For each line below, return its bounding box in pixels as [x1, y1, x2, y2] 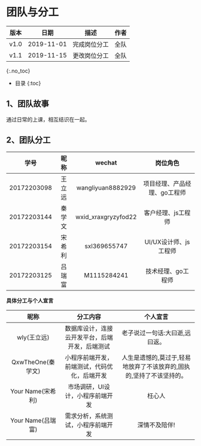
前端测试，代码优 [65, 362, 114, 371]
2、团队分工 [6, 135, 51, 145]
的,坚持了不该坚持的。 [125, 371, 187, 380]
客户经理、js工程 [144, 208, 191, 217]
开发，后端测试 [68, 342, 111, 350]
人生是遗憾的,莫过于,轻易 [121, 353, 191, 362]
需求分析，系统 [65, 411, 108, 420]
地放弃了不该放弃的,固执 [122, 362, 190, 371]
